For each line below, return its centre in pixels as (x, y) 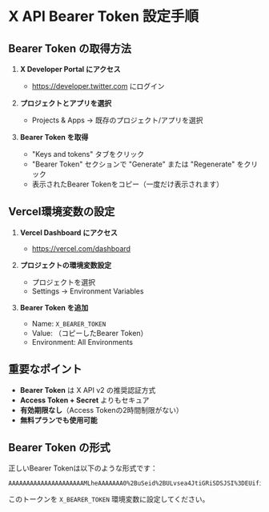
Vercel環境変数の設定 (62, 212)
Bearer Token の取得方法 (70, 48)
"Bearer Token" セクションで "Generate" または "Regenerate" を (138, 164)
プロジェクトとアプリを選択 (66, 103)
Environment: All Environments (82, 342)
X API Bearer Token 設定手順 (104, 16)
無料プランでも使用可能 (58, 420)
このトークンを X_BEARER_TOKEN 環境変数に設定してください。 (109, 499)
